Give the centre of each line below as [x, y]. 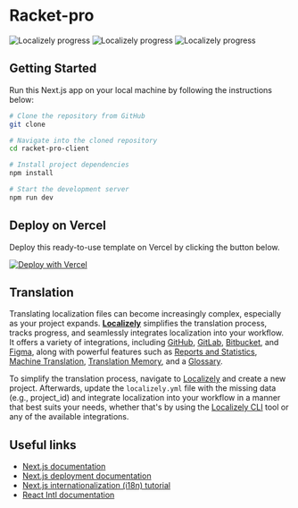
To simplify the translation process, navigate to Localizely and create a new [148, 379]
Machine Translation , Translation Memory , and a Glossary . [116, 361]
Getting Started [53, 68]
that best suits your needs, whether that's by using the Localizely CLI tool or [149, 407]
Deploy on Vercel [58, 226]
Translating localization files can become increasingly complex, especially [145, 314]
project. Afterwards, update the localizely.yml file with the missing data [143, 388]
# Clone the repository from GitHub [77, 116]
